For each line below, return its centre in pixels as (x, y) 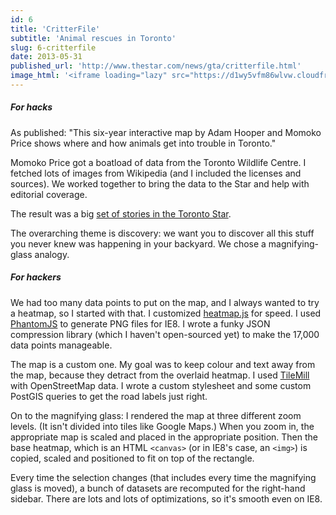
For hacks (31, 107)
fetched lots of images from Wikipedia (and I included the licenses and (156, 173)
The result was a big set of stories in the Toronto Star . (121, 213)
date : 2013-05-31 (46, 57)
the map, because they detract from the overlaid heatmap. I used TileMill (160, 375)
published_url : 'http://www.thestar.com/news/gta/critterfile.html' (156, 66)
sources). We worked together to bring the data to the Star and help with (160, 183)
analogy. (52, 254)
